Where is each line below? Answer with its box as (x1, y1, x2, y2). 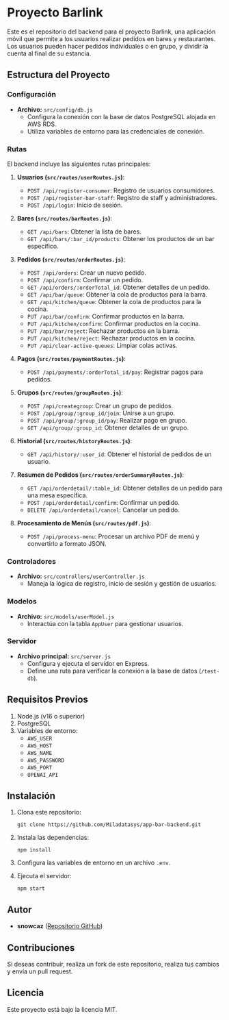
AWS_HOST (27, 742, 53, 749)
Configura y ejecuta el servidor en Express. (27, 659, 150, 667)
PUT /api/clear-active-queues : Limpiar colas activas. (27, 341, 178, 349)
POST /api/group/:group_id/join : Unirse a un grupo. (27, 409, 176, 417)
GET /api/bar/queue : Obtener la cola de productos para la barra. (27, 290, 208, 299)
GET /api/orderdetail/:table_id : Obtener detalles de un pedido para (27, 484, 223, 492)
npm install (16, 847, 51, 854)
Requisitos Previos (7, 694, 89, 706)
